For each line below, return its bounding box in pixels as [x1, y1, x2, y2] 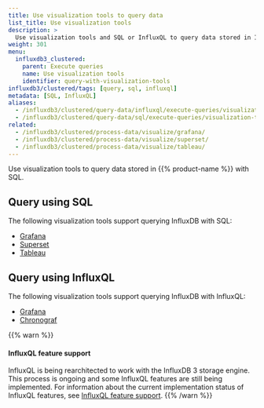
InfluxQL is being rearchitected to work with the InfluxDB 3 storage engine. [8, 366, 250, 375]
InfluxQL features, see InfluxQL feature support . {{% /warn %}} [8, 391, 213, 400]
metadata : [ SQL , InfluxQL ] [8, 92, 97, 100]
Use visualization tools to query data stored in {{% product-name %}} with [8, 164, 250, 173]
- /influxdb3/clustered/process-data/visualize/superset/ [15, 135, 210, 144]
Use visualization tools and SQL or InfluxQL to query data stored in [15, 33, 251, 42]
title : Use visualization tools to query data [8, 11, 163, 20]
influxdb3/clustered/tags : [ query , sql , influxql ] [8, 84, 178, 93]
